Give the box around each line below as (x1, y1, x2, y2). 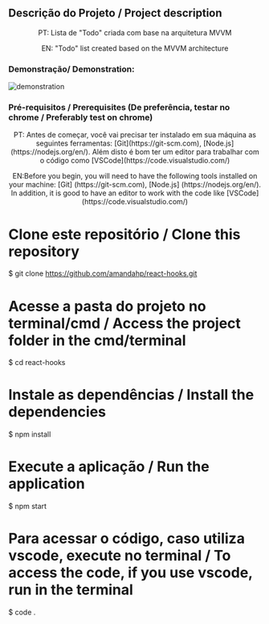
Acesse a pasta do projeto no (8, 297, 206, 315)
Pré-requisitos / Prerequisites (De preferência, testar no (8, 102, 230, 113)
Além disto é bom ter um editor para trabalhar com (92, 147, 259, 157)
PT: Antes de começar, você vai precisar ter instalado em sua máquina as (13, 130, 257, 140)
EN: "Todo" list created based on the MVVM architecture (41, 43, 229, 53)
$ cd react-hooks (8, 358, 66, 367)
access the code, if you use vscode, (8, 564, 253, 582)
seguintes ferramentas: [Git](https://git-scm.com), (35, 138, 202, 148)
